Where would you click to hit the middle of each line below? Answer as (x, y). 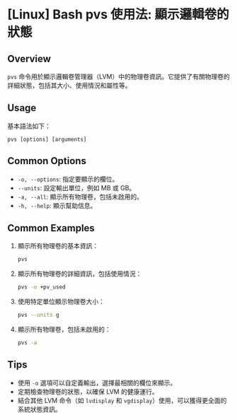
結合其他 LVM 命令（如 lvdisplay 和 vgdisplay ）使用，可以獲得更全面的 (122, 400)
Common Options (47, 161)
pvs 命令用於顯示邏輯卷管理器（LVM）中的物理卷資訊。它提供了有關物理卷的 (118, 76)
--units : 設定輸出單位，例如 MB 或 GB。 (76, 187)
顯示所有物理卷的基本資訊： (58, 246)
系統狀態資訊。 (39, 409)
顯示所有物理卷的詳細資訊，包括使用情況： (80, 274)
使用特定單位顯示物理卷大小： (61, 302)
